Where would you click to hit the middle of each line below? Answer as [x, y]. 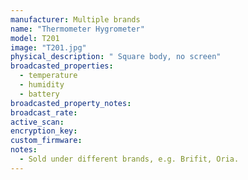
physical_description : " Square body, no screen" [116, 57]
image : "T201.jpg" [48, 47]
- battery [39, 94]
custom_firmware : [46, 141]
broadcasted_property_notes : [71, 103]
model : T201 [35, 38]
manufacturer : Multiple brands [75, 19]
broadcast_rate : [44, 112]
